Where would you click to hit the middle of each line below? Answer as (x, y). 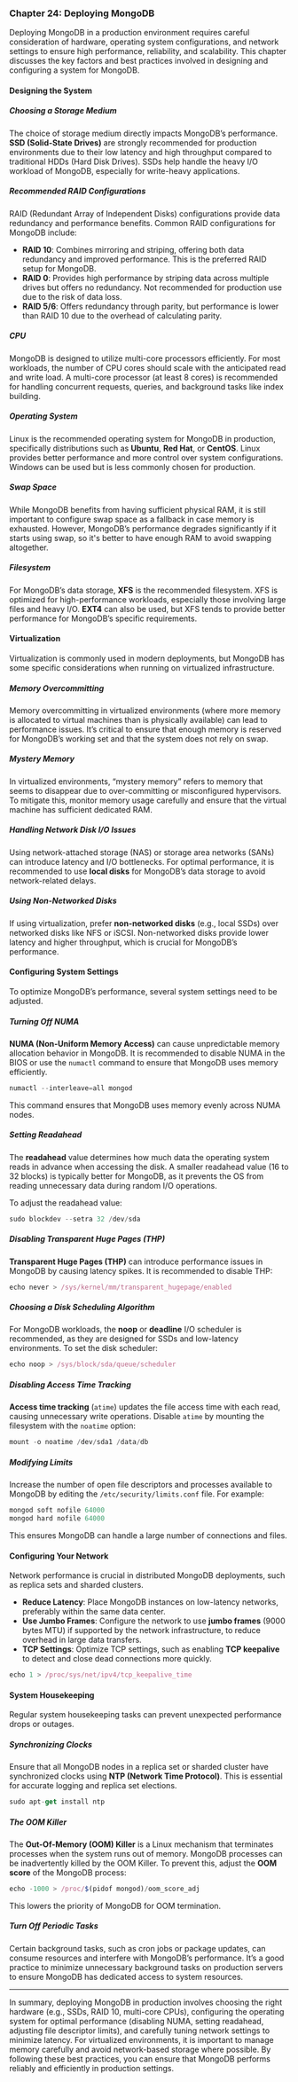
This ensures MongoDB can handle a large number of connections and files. (149, 1535)
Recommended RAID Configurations (78, 191)
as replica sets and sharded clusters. (76, 1585)
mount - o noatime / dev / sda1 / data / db (79, 1442)
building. (25, 396)
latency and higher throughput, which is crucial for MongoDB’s (123, 942)
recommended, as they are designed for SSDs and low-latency (124, 1339)
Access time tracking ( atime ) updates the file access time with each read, (145, 1407)
